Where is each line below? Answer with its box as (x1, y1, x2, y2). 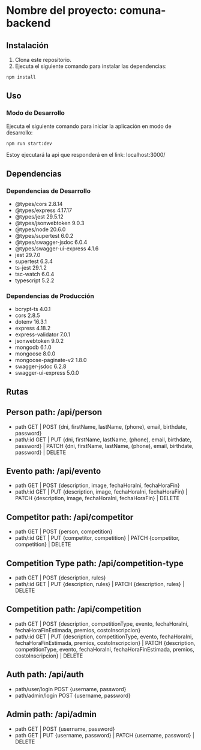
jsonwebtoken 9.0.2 (14, 337, 64, 345)
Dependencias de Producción (6, 292, 94, 300)
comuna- (119, 4, 166, 17)
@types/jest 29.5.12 (14, 213, 64, 220)
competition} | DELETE (14, 541, 71, 548)
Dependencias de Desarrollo (6, 187, 91, 195)
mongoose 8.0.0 (14, 350, 56, 357)
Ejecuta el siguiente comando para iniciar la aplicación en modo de (6, 122, 172, 130)
